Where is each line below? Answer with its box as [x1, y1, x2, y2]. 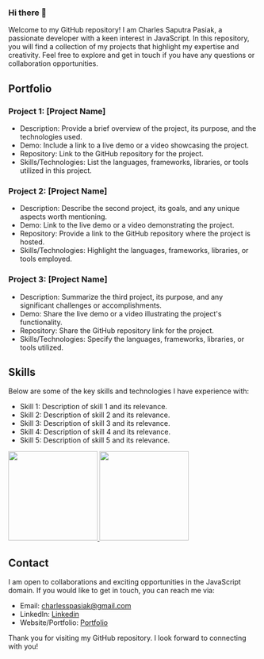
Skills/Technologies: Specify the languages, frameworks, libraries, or [19, 334, 244, 343]
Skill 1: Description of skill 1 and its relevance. [19, 402, 168, 412]
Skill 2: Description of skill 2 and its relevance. [19, 410, 170, 420]
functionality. [19, 317, 63, 327]
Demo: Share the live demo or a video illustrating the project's [19, 308, 222, 318]
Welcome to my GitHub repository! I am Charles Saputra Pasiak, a [8, 25, 223, 35]
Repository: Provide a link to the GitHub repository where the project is [19, 229, 251, 239]
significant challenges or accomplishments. [19, 301, 163, 310]
